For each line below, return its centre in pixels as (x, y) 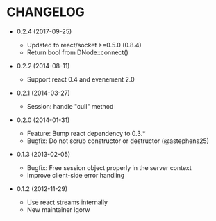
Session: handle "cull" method (70, 106)
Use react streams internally (67, 202)
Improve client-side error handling (76, 175)
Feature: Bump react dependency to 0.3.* (86, 133)
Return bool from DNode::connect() (78, 52)
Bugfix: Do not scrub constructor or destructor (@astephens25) (118, 141)
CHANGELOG (45, 12)
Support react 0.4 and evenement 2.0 (81, 79)
